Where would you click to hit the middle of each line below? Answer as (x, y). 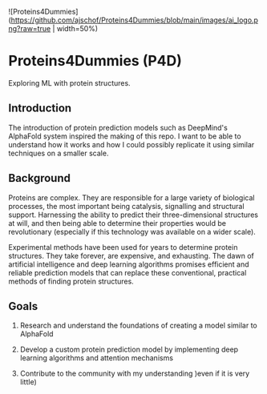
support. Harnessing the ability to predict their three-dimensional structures (133, 215)
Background (39, 178)
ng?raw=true (30, 28)
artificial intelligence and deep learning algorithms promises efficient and (129, 264)
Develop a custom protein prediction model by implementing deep (129, 350)
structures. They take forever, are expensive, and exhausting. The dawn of (131, 255)
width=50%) (77, 28)
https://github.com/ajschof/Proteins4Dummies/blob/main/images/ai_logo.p (135, 20)
